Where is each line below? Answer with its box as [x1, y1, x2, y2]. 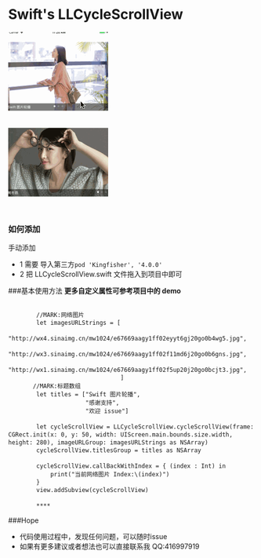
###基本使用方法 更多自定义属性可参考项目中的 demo [8, 286, 182, 296]
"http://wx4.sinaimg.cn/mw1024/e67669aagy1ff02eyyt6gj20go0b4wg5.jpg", [8, 335, 247, 343]
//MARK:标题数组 [32, 382, 81, 390]
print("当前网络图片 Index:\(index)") [49, 471, 170, 479]
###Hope [8, 516, 39, 525]
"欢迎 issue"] [85, 407, 129, 415]
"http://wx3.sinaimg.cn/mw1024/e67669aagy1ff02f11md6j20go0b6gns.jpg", [8, 351, 247, 359]
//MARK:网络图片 [36, 312, 85, 319]
